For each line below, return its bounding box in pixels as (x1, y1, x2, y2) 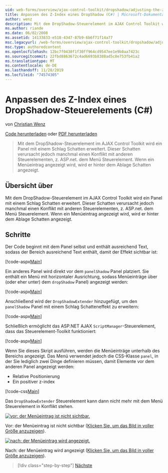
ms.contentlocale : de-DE (5, 63, 57, 68)
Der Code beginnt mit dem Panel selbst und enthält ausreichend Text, (5, 243, 148, 250)
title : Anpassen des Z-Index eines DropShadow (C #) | (5, 12, 120, 17)
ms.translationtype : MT (5, 58, 55, 63)
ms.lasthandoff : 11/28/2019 (5, 68, 64, 73)
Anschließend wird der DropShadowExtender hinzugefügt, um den (5, 298, 137, 304)
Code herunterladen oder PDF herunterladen (5, 130, 97, 136)
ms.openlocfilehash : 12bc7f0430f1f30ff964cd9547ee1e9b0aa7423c (5, 49, 140, 54)
